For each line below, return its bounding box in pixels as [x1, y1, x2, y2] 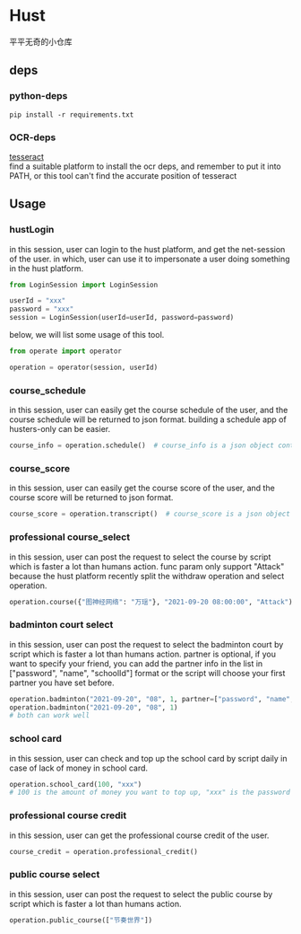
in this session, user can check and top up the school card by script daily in [9, 753, 288, 763]
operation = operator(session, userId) [9, 363, 159, 372]
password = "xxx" [9, 304, 74, 314]
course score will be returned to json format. [9, 492, 174, 503]
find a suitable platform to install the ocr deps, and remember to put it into [9, 161, 282, 172]
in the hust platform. [9, 262, 84, 274]
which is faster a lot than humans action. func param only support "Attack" [9, 560, 285, 571]
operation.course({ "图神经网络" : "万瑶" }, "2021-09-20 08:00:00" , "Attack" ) [9, 597, 293, 606]
